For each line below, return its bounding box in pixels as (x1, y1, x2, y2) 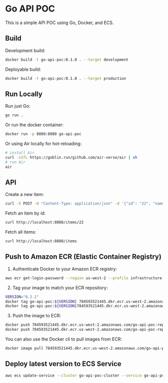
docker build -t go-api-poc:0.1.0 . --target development (5, 57, 128, 62)
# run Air (5, 159, 26, 164)
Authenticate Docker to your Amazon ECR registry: (12, 266, 117, 272)
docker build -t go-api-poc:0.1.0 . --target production (5, 76, 126, 81)
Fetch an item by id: (5, 210, 46, 216)
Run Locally (5, 90, 42, 98)
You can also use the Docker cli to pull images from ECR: (5, 336, 122, 342)
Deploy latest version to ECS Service (5, 359, 121, 368)
